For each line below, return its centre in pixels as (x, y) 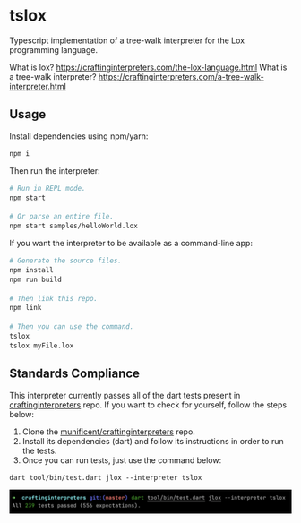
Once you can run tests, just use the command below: (122, 460)
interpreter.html (38, 86)
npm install (31, 270)
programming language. (54, 49)
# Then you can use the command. (72, 327)
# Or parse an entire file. (62, 217)
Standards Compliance (75, 374)
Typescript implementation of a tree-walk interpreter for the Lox (127, 40)
